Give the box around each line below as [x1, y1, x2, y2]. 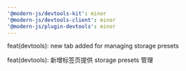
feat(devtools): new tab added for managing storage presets [7, 42, 179, 50]
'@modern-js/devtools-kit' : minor [7, 10, 107, 17]
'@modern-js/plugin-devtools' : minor [7, 23, 116, 30]
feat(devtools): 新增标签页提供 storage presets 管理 [7, 56, 154, 64]
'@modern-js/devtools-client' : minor [7, 17, 116, 23]
